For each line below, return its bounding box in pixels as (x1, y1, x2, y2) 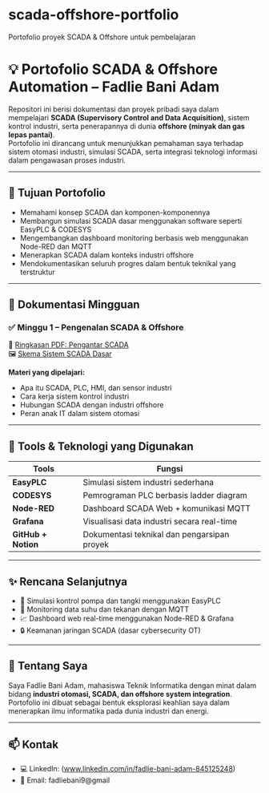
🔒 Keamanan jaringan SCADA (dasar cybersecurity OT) (19, 625, 202, 635)
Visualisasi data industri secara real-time (82, 516, 238, 527)
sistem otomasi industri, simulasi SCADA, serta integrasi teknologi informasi (8, 147, 258, 156)
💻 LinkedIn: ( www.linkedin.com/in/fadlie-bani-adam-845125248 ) (19, 763, 236, 773)
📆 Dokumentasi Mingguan (8, 298, 140, 312)
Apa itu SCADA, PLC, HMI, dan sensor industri (19, 383, 172, 393)
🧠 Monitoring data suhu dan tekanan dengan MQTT (19, 605, 190, 614)
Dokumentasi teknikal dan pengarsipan (82, 529, 230, 540)
